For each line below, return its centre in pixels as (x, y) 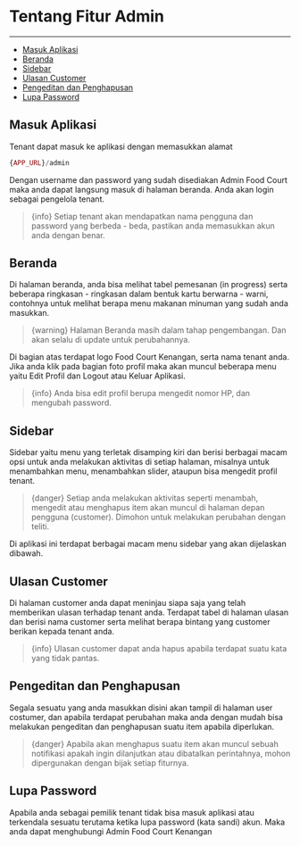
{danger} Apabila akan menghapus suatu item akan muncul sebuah (154, 743)
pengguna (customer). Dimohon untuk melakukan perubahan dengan (158, 517)
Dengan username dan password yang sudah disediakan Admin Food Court (149, 179)
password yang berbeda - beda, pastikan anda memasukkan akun (153, 226)
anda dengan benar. (68, 235)
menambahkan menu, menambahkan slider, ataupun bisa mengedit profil (143, 471)
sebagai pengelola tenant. (57, 199)
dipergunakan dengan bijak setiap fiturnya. (110, 763)
